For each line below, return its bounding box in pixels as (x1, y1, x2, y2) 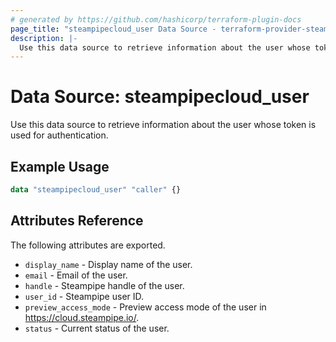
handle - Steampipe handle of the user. (24, 279, 185, 291)
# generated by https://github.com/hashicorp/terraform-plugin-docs (10, 14, 302, 25)
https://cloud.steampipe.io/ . (24, 311, 140, 323)
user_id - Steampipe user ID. (24, 290, 145, 302)
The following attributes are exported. (10, 239, 166, 251)
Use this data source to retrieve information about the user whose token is (10, 119, 317, 131)
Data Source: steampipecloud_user (10, 86, 310, 108)
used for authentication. (10, 129, 109, 141)
